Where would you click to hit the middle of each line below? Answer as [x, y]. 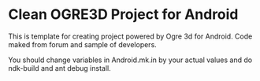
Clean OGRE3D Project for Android [123, 15]
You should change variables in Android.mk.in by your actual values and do [130, 60]
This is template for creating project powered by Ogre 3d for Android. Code [130, 36]
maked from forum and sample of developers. [83, 44]
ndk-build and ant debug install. [60, 68]
